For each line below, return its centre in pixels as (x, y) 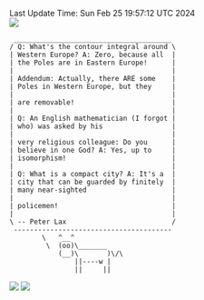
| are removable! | (93, 103)
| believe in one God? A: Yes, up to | (93, 150)
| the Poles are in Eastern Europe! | (93, 63)
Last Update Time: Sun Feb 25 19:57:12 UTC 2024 (102, 13)
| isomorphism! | (93, 158)
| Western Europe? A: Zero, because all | (93, 55)
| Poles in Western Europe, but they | (93, 86)
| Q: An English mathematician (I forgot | (93, 118)
